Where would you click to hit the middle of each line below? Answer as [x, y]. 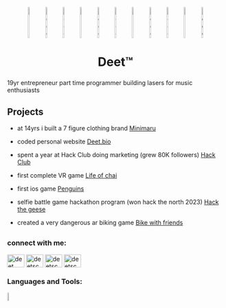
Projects [25, 111]
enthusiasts [23, 90]
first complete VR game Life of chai [67, 175]
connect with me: [37, 243]
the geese [31, 209]
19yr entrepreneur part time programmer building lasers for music [100, 83]
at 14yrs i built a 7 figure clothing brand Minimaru [86, 128]
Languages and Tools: [45, 281]
